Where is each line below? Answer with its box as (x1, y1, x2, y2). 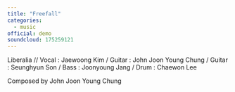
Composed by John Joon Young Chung (7, 77, 122, 85)
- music (13, 23, 37, 30)
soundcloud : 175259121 (7, 37, 74, 44)
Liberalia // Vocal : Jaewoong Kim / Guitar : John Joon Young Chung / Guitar (7, 55, 229, 64)
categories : (7, 17, 42, 24)
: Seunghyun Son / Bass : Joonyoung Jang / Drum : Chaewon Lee (7, 63, 197, 72)
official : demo (7, 29, 52, 37)
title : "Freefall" (7, 10, 61, 18)
